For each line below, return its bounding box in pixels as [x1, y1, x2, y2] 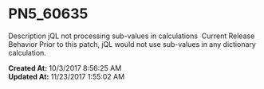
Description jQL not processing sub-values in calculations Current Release [8, 31, 255, 41]
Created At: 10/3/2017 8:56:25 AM [8, 63, 122, 72]
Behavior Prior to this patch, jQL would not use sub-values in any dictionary [8, 39, 257, 48]
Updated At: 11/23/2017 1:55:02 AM [8, 72, 125, 81]
